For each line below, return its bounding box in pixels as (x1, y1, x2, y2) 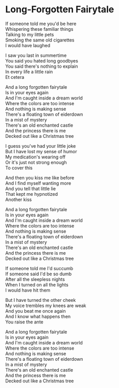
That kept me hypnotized (5, 191, 58, 197)
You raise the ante (5, 319, 43, 325)
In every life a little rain (5, 68, 53, 75)
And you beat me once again (5, 308, 66, 314)
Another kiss (5, 196, 32, 202)
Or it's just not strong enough (5, 159, 67, 165)
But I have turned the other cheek (5, 297, 76, 303)
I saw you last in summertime (5, 52, 67, 58)
